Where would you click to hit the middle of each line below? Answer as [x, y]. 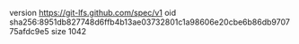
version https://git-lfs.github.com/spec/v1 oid [93, 13]
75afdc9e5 [29, 31]
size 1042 [69, 31]
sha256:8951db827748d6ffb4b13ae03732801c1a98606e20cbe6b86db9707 [149, 22]
